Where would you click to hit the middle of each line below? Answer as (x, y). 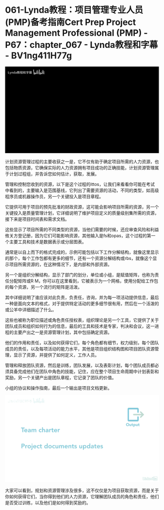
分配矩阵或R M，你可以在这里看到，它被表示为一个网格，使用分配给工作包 (84, 281)
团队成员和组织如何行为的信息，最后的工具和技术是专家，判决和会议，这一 (80, 326)
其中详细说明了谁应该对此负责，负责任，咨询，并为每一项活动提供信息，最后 (82, 298)
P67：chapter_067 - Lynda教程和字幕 (82, 45)
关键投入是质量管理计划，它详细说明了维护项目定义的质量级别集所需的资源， (82, 213)
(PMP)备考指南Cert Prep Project (71, 22)
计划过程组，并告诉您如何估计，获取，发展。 (54, 174)
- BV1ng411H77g (39, 56)
